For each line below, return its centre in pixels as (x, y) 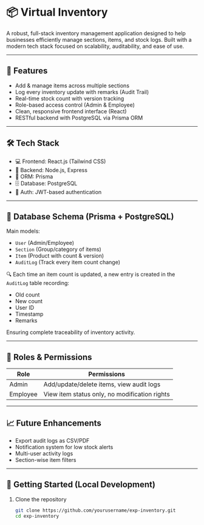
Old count (27, 295)
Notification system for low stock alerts (64, 447)
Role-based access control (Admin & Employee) (75, 105)
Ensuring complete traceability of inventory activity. (71, 332)
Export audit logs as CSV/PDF (52, 440)
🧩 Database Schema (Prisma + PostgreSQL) (90, 216)
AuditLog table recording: (38, 283)
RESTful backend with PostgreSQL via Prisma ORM (79, 118)
